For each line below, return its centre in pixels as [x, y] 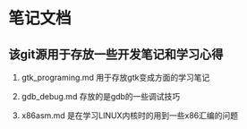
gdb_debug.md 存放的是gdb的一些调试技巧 [101, 96]
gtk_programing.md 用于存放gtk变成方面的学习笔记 [115, 77]
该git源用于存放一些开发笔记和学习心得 [116, 54]
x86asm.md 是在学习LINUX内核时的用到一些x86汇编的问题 [130, 116]
